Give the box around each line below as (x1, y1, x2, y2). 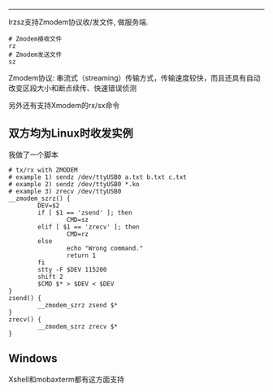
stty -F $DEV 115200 (37, 265, 107, 273)
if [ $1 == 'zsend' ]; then (37, 208, 132, 216)
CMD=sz (66, 216, 89, 224)
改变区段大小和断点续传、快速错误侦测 (8, 83, 136, 93)
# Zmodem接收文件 (8, 35, 63, 43)
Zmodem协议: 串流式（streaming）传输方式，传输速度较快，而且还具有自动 (8, 73, 262, 82)
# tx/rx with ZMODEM (8, 166, 79, 174)
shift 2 (37, 272, 63, 281)
